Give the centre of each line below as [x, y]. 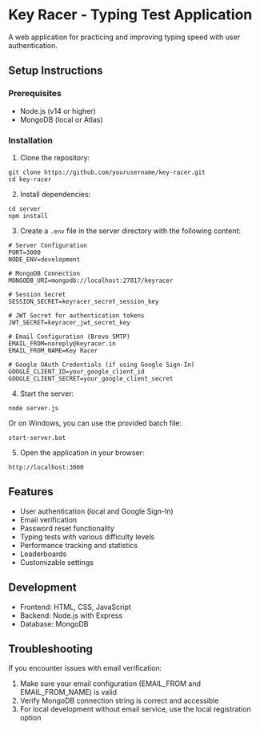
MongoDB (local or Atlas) [61, 119]
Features [31, 492]
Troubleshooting [51, 649]
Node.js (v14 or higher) [58, 111]
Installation [31, 140]
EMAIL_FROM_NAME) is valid [68, 692]
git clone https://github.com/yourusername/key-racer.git [107, 172]
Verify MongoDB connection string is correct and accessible [119, 701]
